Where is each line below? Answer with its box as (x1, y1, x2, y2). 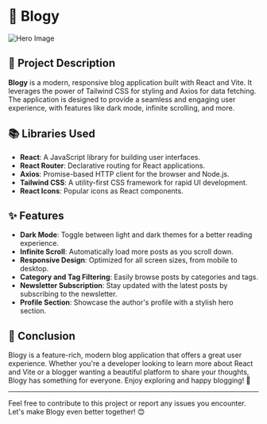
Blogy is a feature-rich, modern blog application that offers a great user (8, 350, 242, 360)
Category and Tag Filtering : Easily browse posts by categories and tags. (19, 272, 259, 282)
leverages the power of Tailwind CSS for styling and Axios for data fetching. (8, 86, 257, 95)
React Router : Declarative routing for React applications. (19, 161, 205, 170)
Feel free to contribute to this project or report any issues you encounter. (8, 399, 246, 408)
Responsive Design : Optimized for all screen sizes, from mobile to (19, 255, 238, 265)
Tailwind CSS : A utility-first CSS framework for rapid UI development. (19, 177, 248, 187)
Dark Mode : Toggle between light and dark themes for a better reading (19, 230, 253, 239)
